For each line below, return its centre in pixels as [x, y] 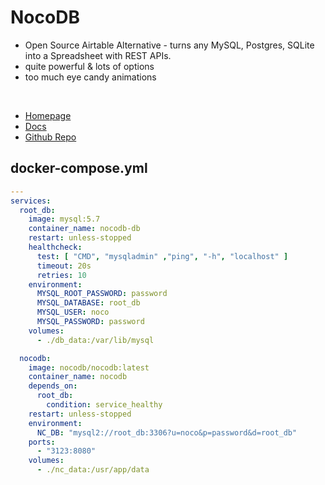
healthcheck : [55, 247]
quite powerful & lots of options [89, 66]
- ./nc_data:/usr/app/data [93, 470]
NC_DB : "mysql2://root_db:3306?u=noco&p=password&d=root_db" [167, 432]
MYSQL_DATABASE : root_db [88, 303]
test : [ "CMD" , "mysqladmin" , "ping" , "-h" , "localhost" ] [162, 256]
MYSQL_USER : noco [73, 312]
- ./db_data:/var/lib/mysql [95, 340]
